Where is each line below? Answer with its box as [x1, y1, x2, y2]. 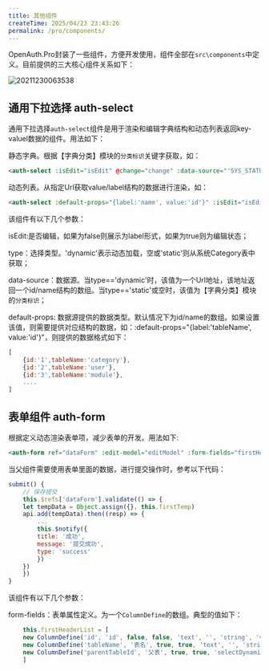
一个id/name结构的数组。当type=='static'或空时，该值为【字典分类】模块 [14, 285, 257, 295]
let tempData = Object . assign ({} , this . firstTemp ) [22, 502, 195, 510]
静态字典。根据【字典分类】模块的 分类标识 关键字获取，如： [8, 151, 201, 161]
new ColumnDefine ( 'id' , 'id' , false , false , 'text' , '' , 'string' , [22, 633, 253, 641]
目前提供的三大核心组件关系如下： [22, 59, 134, 69]
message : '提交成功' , [37, 539, 104, 548]
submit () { [8, 480, 45, 488]
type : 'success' [37, 547, 91, 555]
